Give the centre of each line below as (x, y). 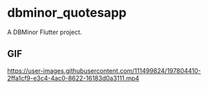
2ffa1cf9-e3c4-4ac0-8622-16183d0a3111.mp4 (73, 78)
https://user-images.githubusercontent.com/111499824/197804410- (104, 70)
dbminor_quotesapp (67, 13)
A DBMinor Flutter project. (45, 32)
